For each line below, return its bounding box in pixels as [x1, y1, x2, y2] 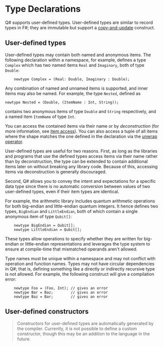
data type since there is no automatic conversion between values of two [5, 183, 150, 189]
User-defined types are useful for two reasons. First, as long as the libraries [5, 148, 158, 154]
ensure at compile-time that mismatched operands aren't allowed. [5, 246, 138, 252]
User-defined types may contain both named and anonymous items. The [5, 52, 151, 58]
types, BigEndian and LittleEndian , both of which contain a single [5, 208, 138, 214]
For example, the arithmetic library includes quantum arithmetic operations [5, 198, 155, 204]
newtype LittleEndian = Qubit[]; [14, 227, 82, 232]
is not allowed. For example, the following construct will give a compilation [5, 271, 155, 277]
